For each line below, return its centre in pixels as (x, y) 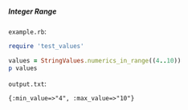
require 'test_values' (46, 46)
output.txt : (27, 84)
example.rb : (27, 31)
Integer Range (33, 11)
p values (23, 68)
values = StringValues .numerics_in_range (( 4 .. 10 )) (95, 60)
